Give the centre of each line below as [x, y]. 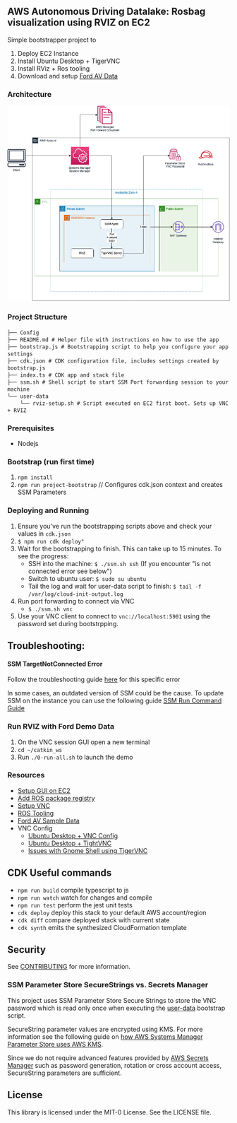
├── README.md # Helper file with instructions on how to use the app [113, 340]
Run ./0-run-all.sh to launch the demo [75, 757]
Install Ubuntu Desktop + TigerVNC [69, 61]
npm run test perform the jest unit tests [75, 905]
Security [26, 950]
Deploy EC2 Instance [48, 53]
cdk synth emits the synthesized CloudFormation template [102, 927]
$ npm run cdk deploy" [51, 541]
